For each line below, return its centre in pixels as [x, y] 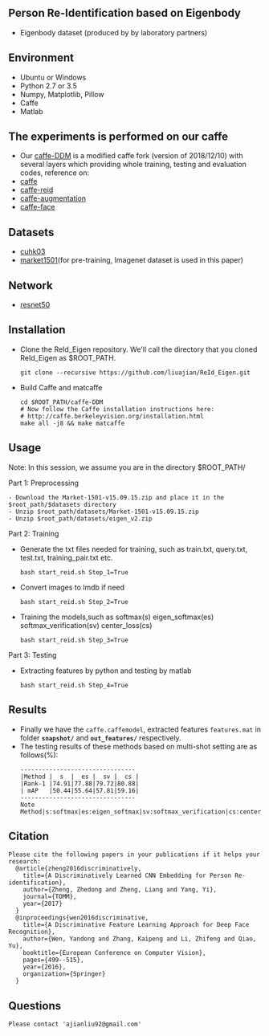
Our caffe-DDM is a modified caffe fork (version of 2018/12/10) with [131, 156]
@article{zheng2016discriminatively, [79, 869]
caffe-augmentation [53, 198]
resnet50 [35, 305]
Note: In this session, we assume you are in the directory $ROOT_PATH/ [127, 467]
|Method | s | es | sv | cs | [79, 777]
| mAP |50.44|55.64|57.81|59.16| [79, 790]
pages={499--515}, [53, 960]
